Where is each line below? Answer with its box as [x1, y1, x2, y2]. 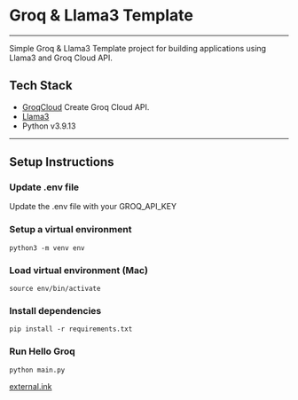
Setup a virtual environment [9, 224, 132, 236]
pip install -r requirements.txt [9, 325, 133, 333]
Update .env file [9, 181, 80, 193]
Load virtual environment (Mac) [9, 263, 149, 276]
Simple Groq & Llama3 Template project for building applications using [9, 43, 267, 53]
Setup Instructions [9, 154, 114, 169]
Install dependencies [9, 304, 102, 317]
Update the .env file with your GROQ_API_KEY [9, 201, 177, 212]
